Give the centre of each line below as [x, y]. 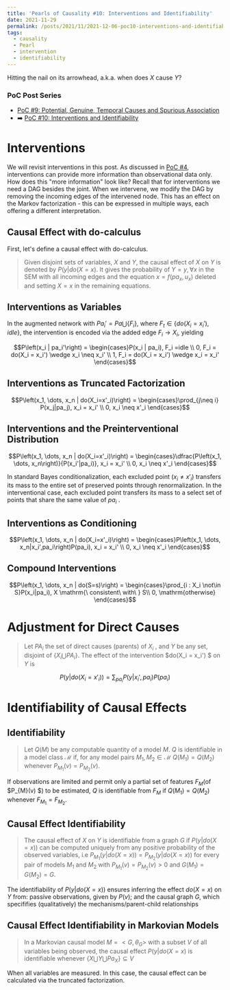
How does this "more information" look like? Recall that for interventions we [114, 182]
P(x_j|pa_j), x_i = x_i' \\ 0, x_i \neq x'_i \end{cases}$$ [115, 407]
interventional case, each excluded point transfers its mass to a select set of [115, 493]
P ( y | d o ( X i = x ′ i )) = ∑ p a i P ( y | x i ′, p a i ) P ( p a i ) [115, 678]
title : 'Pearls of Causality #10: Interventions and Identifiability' [110, 13]
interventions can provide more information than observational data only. [110, 174]
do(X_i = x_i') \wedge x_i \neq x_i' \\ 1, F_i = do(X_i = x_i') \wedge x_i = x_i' [115, 355]
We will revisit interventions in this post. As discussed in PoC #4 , [98, 167]
